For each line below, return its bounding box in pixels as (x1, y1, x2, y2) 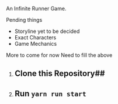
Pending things (6, 16, 43, 23)
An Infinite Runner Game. (6, 5, 67, 12)
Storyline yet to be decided (14, 28, 80, 35)
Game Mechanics (14, 41, 57, 47)
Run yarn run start (14, 88, 86, 99)
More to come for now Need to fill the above (6, 52, 113, 58)
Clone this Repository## (14, 69, 105, 79)
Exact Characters (14, 34, 57, 41)
